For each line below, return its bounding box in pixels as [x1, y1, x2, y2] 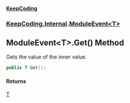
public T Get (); [6, 65, 46, 71]
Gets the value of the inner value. [6, 53, 87, 60]
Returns [6, 78, 27, 85]
